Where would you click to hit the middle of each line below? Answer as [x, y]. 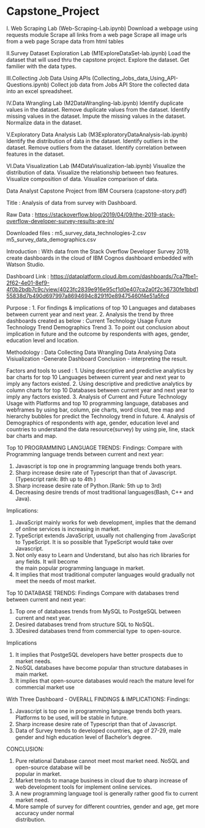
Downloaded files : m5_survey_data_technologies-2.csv [76, 233]
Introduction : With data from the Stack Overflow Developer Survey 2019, [99, 251]
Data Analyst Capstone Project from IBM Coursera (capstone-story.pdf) [97, 191]
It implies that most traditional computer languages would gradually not [105, 574]
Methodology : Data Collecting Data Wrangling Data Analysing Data [91, 352]
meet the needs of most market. [56, 581]
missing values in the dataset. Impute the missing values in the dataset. [96, 116]
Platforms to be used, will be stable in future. [72, 717]
